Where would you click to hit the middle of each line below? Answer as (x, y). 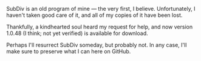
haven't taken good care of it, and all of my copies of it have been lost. (94, 15)
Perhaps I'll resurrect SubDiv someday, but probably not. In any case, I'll (97, 45)
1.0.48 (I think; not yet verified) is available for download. (77, 33)
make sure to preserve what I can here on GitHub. (69, 51)
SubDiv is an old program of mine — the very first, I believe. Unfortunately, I (101, 9)
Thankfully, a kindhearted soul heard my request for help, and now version (100, 27)
